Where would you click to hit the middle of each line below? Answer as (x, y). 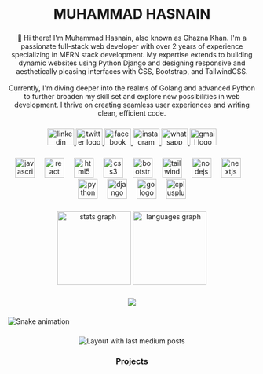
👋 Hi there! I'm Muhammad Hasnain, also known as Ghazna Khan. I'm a (132, 38)
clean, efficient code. (132, 113)
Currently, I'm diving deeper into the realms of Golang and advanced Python (131, 88)
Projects (132, 361)
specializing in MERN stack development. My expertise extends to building (132, 55)
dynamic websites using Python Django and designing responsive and (132, 63)
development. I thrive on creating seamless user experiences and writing (132, 105)
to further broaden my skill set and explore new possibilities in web (132, 97)
